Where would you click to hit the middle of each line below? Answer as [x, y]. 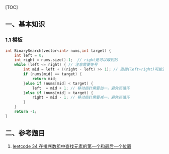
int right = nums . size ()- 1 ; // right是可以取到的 [66, 60]
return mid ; [45, 79]
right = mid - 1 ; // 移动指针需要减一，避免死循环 [81, 98]
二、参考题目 [25, 133]
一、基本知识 [25, 24]
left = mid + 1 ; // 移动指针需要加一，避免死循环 [81, 88]
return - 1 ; [26, 112]
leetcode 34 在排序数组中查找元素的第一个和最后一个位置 [72, 146]
